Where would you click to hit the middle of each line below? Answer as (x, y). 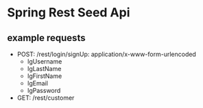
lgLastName (44, 69)
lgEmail (37, 83)
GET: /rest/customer (46, 98)
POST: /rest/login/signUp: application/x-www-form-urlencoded (107, 54)
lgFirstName (45, 76)
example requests (46, 38)
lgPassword (44, 91)
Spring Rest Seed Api (69, 13)
